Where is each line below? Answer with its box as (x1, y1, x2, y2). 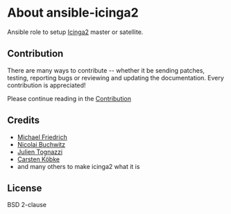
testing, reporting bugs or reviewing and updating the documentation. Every (7, 73, 224, 82)
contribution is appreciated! (7, 81, 86, 89)
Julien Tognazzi (17, 148, 63, 156)
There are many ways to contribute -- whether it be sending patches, (7, 66, 205, 74)
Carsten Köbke (17, 154, 60, 163)
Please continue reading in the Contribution (7, 94, 132, 102)
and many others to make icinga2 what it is (17, 162, 140, 170)
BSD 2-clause (7, 201, 47, 209)
